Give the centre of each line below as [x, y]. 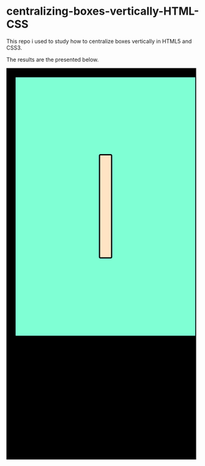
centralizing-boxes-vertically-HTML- [103, 11]
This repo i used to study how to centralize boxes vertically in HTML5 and [99, 41]
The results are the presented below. [53, 59]
